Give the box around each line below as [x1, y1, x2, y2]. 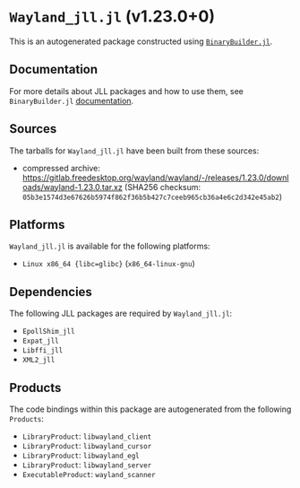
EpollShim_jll [21, 327, 75, 336]
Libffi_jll [21, 346, 64, 355]
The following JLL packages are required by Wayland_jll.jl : [9, 308, 233, 319]
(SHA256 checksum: [124, 181, 201, 192]
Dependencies [9, 284, 92, 300]
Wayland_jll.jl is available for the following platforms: [9, 240, 210, 252]
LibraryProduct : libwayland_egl [21, 450, 141, 460]
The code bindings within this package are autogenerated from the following [9, 404, 292, 414]
